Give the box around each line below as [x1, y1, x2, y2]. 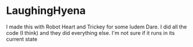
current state [6, 35, 38, 42]
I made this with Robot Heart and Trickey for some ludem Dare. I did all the [6, 23, 187, 30]
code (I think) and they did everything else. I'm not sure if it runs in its [6, 29, 175, 36]
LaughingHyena [6, 4, 86, 17]
